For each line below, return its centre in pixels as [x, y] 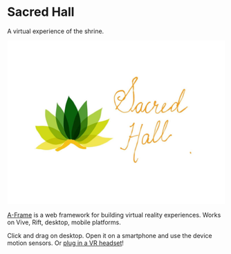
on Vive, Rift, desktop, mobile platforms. [64, 222]
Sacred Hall [41, 12]
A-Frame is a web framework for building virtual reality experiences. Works [114, 215]
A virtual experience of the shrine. [56, 31]
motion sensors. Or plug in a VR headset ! [66, 243]
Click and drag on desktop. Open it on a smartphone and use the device [110, 235]
